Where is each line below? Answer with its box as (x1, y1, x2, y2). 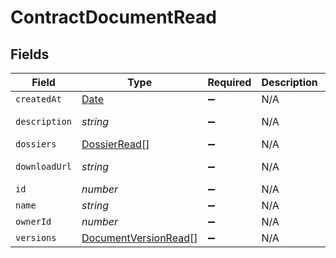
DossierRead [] (81, 137, 150, 151)
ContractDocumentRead (10, 6, 217, 29)
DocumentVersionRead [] (81, 231, 198, 245)
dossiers (15, 139, 57, 150)
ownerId (15, 216, 52, 227)
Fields (10, 46, 50, 63)
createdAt (15, 94, 62, 105)
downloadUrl (15, 161, 73, 172)
